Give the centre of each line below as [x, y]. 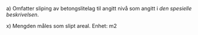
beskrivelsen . [23, 15]
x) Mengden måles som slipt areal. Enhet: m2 [62, 26]
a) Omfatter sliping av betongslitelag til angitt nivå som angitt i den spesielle [99, 8]
